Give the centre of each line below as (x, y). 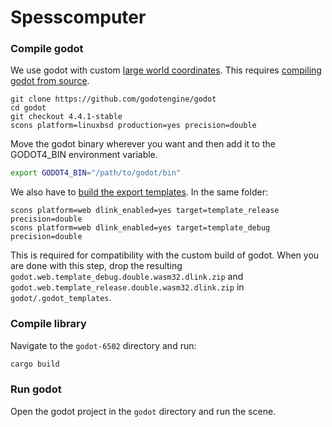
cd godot (28, 108)
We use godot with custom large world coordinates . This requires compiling (166, 70)
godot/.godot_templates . (61, 298)
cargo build (35, 364)
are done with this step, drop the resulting (96, 266)
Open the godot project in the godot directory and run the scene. (143, 411)
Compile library (48, 324)
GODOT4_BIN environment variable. (84, 155)
